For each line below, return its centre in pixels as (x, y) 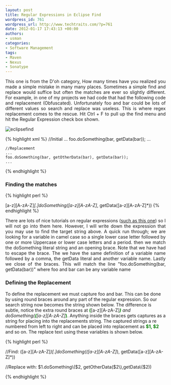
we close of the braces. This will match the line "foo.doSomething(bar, (85, 264)
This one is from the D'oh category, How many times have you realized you (85, 82)
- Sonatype (17, 67)
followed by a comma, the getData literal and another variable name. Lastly (85, 259)
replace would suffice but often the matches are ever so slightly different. (85, 92)
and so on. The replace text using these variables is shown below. (74, 331)
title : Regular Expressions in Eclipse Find (53, 15)
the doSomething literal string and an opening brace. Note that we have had (85, 248)
